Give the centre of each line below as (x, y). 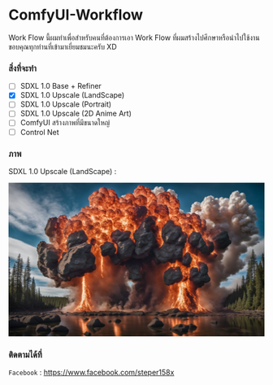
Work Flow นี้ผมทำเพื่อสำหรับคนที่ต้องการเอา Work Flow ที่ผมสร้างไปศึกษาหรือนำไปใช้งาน (134, 37)
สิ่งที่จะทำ (23, 68)
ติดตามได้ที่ (25, 355)
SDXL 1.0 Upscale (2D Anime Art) (76, 114)
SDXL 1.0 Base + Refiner (61, 86)
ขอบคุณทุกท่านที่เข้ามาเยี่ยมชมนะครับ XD (63, 46)
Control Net (39, 132)
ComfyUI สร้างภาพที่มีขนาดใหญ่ (65, 123)
